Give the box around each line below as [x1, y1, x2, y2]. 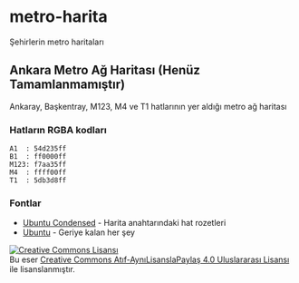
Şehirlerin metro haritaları [9, 36, 104, 47]
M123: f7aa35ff [9, 161, 67, 170]
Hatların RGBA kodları [9, 123, 107, 136]
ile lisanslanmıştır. [9, 264, 75, 275]
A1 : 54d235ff [9, 144, 67, 153]
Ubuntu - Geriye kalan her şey [22, 227, 136, 238]
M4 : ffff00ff [9, 168, 67, 178]
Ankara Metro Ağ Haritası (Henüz [9, 63, 201, 78]
